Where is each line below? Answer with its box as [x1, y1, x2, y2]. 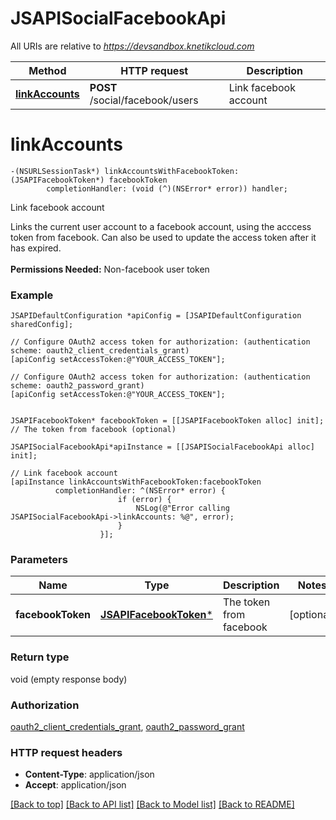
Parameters [10, 553, 68, 567]
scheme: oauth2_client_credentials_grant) [10, 346, 190, 356]
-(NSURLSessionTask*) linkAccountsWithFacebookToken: [10, 166, 240, 176]
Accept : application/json [24, 779, 127, 791]
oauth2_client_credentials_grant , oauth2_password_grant [10, 721, 245, 733]
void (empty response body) [10, 673, 128, 685]
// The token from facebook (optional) [10, 425, 177, 435]
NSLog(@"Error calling [135, 503, 230, 514]
